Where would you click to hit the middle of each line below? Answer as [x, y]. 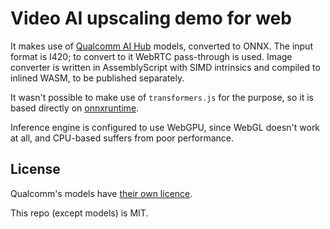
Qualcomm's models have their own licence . [101, 193]
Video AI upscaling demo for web [151, 18]
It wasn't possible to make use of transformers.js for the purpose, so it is [162, 97]
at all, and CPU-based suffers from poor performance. [122, 138]
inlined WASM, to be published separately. [97, 78]
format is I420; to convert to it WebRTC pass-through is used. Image [151, 56]
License [35, 169]
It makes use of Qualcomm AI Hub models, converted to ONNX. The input [161, 46]
